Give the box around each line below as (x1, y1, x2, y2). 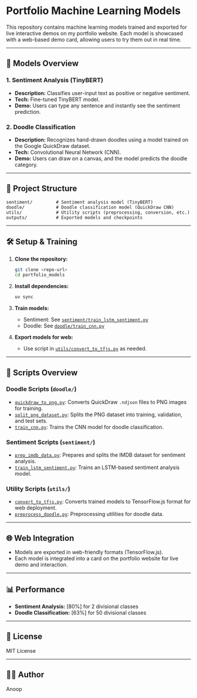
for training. (14, 404, 43, 412)
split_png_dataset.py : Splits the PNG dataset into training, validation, (14, 411, 183, 418)
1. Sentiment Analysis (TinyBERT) (6, 76, 104, 85)
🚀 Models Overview (6, 59, 79, 69)
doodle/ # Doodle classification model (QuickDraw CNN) (6, 204, 175, 210)
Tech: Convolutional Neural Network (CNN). (14, 149, 121, 156)
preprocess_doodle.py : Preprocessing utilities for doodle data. (14, 511, 164, 518)
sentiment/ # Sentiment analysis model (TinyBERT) (6, 199, 154, 205)
